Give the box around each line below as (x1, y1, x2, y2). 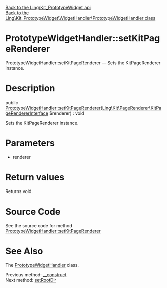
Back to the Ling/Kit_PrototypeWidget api (5, 5, 91, 10)
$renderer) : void (49, 110, 85, 116)
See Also (5, 245, 43, 257)
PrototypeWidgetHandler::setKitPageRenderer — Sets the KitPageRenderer (5, 60, 161, 66)
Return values (5, 172, 65, 183)
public (5, 99, 19, 105)
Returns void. (5, 188, 33, 194)
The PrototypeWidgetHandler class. (5, 262, 79, 268)
